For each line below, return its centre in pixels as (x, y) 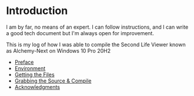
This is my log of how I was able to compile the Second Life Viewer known (96, 44)
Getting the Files (34, 74)
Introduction (37, 11)
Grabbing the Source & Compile (53, 81)
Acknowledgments (37, 87)
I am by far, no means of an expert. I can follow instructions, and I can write (97, 27)
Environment (30, 68)
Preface (24, 62)
